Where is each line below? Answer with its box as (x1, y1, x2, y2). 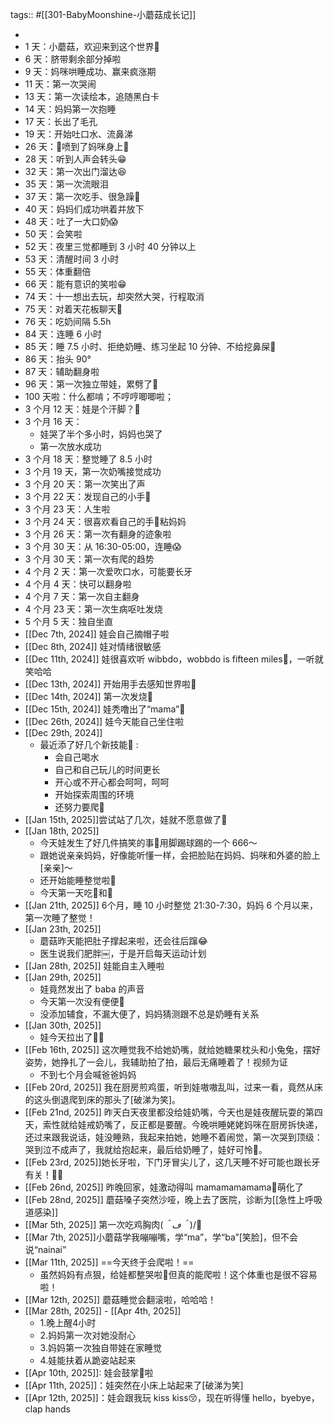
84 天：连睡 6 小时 (24, 328, 102, 340)
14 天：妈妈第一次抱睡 (24, 103, 117, 115)
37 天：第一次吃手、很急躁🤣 (24, 191, 141, 202)
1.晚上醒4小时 (39, 1317, 97, 1328)
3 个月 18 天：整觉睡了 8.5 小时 (24, 453, 153, 465)
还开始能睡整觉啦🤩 (39, 874, 117, 886)
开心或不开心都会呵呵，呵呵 (54, 776, 170, 788)
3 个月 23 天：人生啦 (24, 503, 111, 515)
